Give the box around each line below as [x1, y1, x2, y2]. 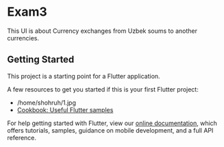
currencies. [7, 34, 40, 42]
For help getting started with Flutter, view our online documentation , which [7, 119, 218, 127]
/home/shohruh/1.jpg [16, 98, 77, 107]
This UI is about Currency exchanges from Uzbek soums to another [7, 27, 197, 35]
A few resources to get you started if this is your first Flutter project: [7, 85, 199, 93]
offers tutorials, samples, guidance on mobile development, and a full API [7, 126, 214, 134]
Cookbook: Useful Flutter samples [16, 105, 114, 113]
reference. [7, 133, 36, 142]
